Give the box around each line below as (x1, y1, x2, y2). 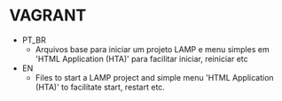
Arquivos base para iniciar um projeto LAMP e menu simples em (35, 43, 270, 54)
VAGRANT (9, 5, 87, 26)
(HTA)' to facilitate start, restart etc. (35, 82, 166, 92)
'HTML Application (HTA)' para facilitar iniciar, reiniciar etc (35, 53, 248, 64)
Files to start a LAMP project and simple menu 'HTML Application (35, 72, 274, 82)
